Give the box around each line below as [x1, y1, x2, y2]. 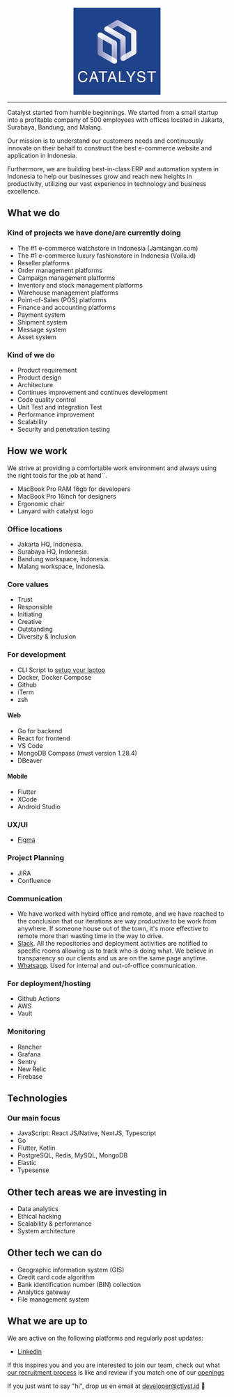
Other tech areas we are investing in [7, 1186, 167, 1198]
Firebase [17, 1072, 43, 1080]
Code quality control [17, 395, 77, 404]
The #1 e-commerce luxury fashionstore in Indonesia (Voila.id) [17, 251, 196, 260]
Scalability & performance [17, 1219, 92, 1228]
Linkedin [17, 1347, 42, 1355]
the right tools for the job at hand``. [7, 471, 108, 479]
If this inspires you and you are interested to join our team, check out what [7, 1361, 221, 1369]
